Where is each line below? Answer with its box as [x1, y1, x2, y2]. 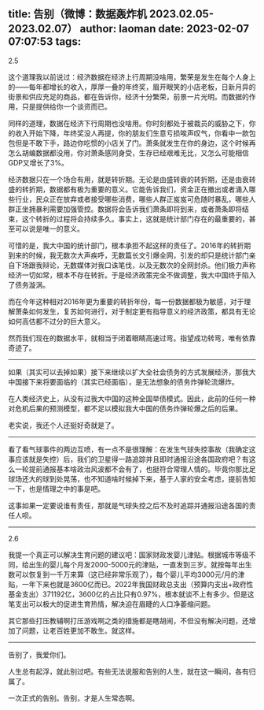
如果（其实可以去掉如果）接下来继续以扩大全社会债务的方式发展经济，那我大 [8, 367, 256, 377]
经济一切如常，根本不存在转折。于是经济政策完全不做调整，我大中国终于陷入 [8, 270, 256, 280]
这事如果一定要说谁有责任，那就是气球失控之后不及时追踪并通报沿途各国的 [8, 500, 249, 510]
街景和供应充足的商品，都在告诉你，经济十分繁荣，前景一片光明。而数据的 [8, 91, 249, 101]
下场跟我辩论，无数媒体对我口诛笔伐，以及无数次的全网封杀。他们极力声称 [14, 260, 256, 270]
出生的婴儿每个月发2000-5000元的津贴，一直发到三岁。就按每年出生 [28, 559, 253, 569]
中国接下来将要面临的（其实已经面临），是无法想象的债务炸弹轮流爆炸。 [8, 377, 239, 386]
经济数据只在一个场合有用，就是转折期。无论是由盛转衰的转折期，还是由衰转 [8, 174, 256, 184]
